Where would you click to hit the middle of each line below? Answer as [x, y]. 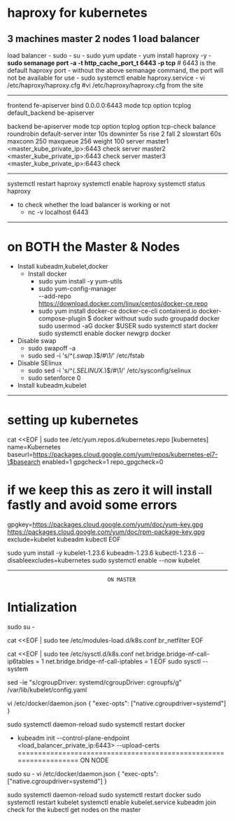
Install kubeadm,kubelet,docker [63, 266]
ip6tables [21, 661]
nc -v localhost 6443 [58, 212]
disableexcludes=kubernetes [49, 560]
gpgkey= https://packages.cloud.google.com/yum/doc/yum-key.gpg [105, 524]
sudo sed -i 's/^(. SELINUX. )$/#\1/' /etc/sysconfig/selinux [109, 370]
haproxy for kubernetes [78, 13]
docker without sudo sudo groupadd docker [157, 318]
